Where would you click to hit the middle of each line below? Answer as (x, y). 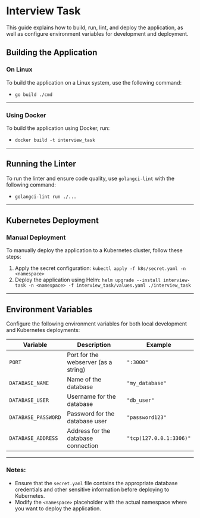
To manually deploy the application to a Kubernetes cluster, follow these (94, 250)
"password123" (147, 418)
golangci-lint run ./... (46, 197)
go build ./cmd (34, 94)
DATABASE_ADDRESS (34, 438)
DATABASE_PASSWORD (35, 418)
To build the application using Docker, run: (58, 128)
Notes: (16, 470)
